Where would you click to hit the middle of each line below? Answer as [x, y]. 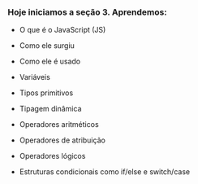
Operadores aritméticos [59, 125]
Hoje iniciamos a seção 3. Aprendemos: [87, 12]
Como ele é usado [50, 61]
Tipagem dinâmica [50, 109]
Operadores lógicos [52, 156]
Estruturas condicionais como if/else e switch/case [105, 172]
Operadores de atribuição [62, 140]
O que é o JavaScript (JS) [62, 30]
